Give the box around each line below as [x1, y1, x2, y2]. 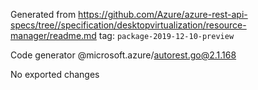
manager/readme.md [10, 30, 97, 41]
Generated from [10, 9, 77, 20]
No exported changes [10, 69, 100, 80]
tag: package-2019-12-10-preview [98, 30, 235, 41]
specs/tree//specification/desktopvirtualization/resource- [10, 19, 247, 31]
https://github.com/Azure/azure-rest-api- [78, 9, 248, 20]
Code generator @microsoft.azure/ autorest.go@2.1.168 [10, 49, 237, 61]
